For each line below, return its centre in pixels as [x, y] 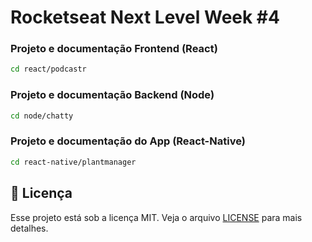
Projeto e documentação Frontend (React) [114, 49]
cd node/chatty [42, 116]
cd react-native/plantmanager [73, 162]
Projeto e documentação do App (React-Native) [128, 141]
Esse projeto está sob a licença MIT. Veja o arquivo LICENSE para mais [156, 217]
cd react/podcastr [48, 69]
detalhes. [29, 228]
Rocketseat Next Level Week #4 [145, 17]
